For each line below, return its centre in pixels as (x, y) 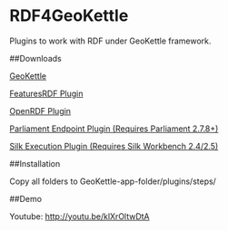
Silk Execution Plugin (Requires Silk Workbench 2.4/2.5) (114, 146)
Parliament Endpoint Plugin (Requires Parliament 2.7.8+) (114, 129)
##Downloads (35, 58)
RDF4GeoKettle (69, 16)
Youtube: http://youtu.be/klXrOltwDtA (79, 216)
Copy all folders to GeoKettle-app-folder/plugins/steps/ (113, 181)
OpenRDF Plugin (40, 111)
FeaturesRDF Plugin (46, 93)
